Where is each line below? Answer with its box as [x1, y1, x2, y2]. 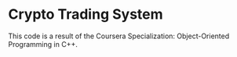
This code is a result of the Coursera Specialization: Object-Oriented [8, 31, 230, 41]
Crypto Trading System [8, 5, 163, 23]
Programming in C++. [8, 39, 78, 48]
